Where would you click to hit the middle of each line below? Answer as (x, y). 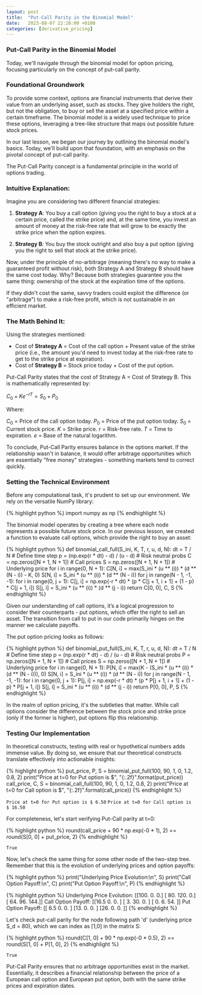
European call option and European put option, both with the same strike (96, 979)
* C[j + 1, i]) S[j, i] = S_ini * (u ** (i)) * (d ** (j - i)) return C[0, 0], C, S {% (95, 587)
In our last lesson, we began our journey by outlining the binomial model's (98, 142)
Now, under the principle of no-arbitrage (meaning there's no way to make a (101, 262)
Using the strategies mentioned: (46, 335)
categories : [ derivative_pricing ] (50, 29)
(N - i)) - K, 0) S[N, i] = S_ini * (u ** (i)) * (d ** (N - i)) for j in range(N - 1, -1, (99, 575)
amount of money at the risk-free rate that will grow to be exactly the (100, 226)
